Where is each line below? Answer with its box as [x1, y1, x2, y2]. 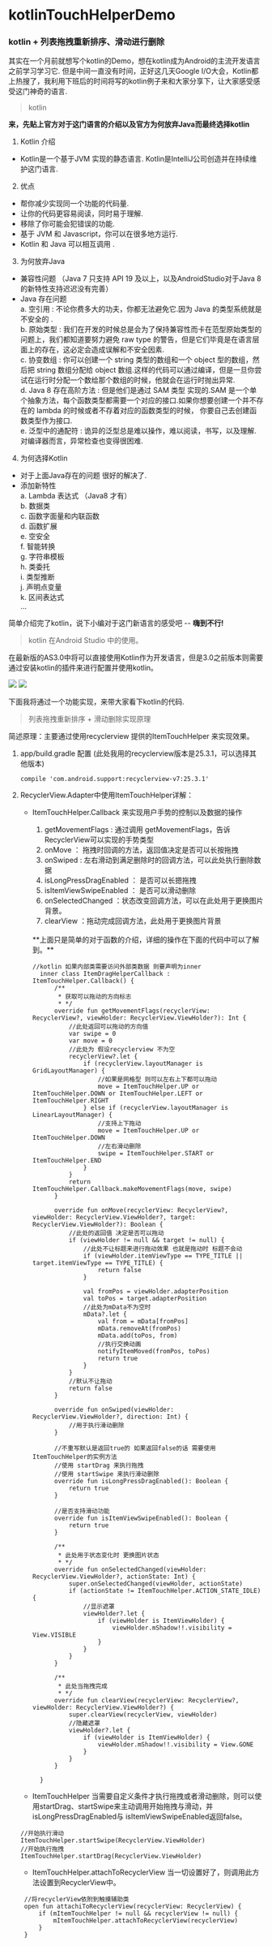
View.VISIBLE [32, 1631, 77, 1639]
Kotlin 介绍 [19, 136, 56, 147]
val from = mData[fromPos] [97, 1318, 189, 1326]
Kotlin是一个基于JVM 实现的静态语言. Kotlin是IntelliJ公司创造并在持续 [19, 154, 250, 164]
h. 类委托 [19, 562, 51, 572]
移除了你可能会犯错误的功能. [19, 219, 115, 229]
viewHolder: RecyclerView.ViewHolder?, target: [32, 1214, 196, 1222]
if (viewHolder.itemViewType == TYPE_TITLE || [83, 1252, 243, 1260]
